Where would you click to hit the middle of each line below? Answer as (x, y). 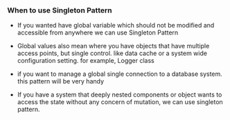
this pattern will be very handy (61, 81)
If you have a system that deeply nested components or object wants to (120, 94)
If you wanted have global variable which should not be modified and (116, 26)
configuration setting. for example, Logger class (86, 61)
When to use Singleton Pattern (60, 10)
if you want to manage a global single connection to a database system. (120, 74)
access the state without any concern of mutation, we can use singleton (120, 102)
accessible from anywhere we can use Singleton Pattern (98, 32)
